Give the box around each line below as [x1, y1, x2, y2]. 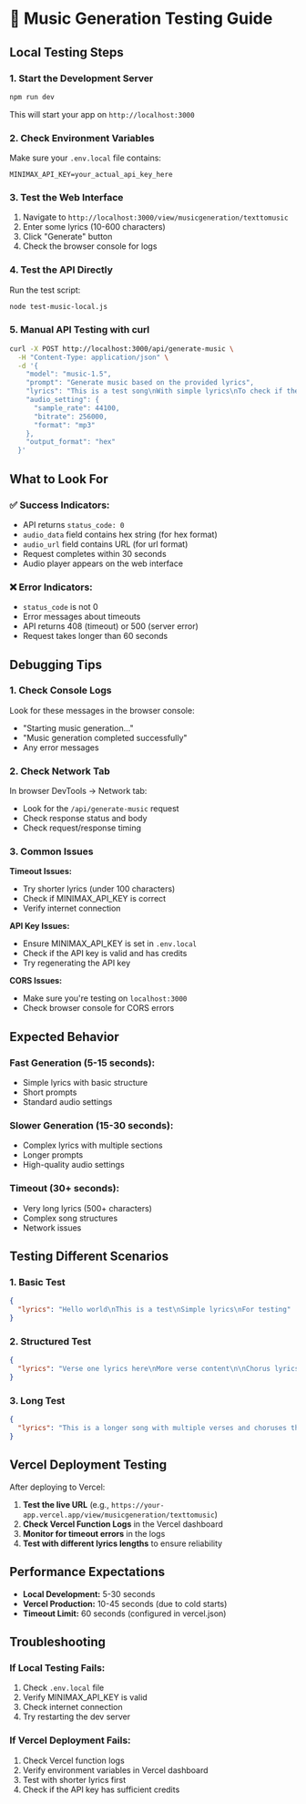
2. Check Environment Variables [9, 131, 155, 144]
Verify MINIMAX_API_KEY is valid [22, 1692, 148, 1703]
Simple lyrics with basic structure [22, 1077, 148, 1088]
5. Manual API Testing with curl [9, 324, 150, 336]
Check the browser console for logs [22, 241, 158, 252]
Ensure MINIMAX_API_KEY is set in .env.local [22, 938, 198, 949]
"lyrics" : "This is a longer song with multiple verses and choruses [17, 1424, 287, 1433]
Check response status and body [22, 813, 148, 824]
